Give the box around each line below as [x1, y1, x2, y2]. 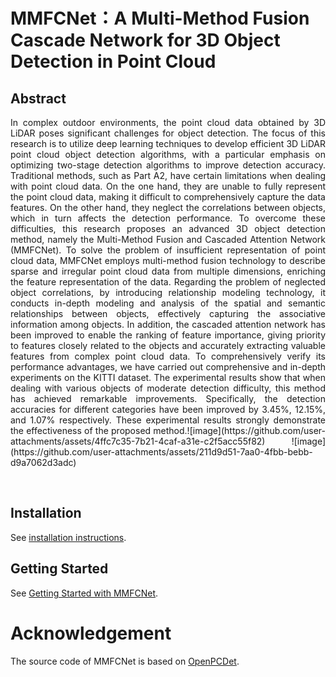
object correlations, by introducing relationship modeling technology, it [10, 287, 326, 298]
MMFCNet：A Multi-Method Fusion [10, 7, 310, 30]
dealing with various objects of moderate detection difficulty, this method [10, 382, 326, 394]
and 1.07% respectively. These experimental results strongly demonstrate [10, 414, 326, 426]
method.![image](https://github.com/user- [153, 425, 326, 436]
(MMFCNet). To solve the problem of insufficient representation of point [10, 244, 326, 256]
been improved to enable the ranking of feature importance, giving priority [10, 329, 326, 341]
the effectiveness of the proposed [10, 425, 152, 436]
